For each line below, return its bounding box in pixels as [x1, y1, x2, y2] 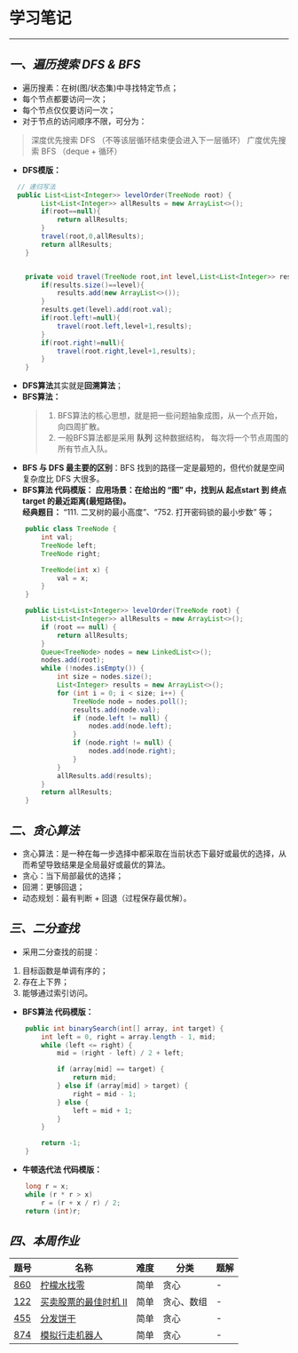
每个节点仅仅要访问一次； [21, 104, 116, 115]
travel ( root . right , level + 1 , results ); [56, 346, 197, 355]
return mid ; [72, 1073, 117, 1082]
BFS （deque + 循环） [41, 146, 122, 156]
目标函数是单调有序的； [21, 965, 108, 975]
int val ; [41, 533, 74, 542]
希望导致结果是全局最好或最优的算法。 [29, 859, 170, 870]
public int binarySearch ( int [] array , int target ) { [25, 1023, 224, 1033]
